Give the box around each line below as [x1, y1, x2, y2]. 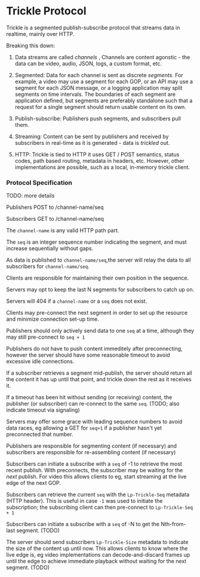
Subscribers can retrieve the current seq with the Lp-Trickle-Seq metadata [6, 491, 190, 498]
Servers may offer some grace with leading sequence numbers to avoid [6, 418, 183, 426]
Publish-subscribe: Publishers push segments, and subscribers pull [14, 115, 181, 122]
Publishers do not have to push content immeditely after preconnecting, [6, 345, 183, 353]
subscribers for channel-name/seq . [6, 263, 90, 270]
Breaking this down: [6, 42, 56, 49]
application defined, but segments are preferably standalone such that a [14, 97, 193, 104]
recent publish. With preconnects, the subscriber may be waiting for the [6, 467, 183, 474]
